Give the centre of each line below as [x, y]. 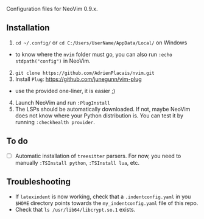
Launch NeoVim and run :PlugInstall [63, 102]
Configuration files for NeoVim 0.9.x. [52, 9]
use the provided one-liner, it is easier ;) [65, 91]
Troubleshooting [39, 182]
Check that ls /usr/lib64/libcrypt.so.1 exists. [75, 209]
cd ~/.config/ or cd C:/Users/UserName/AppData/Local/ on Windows [101, 43]
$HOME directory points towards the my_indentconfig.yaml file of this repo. [107, 203]
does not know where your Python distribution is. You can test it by [99, 116]
